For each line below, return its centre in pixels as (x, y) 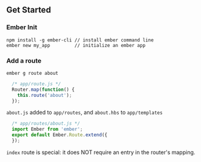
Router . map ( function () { (43, 90)
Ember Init (22, 27)
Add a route (24, 60)
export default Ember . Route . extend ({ (60, 135)
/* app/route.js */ (37, 84)
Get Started (29, 10)
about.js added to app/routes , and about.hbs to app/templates (85, 113)
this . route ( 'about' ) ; (44, 95)
